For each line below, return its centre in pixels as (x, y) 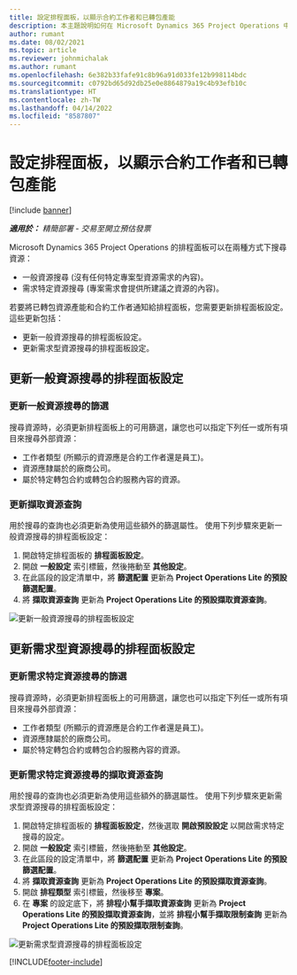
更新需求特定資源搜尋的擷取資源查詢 (86, 775)
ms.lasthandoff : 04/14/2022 (61, 108)
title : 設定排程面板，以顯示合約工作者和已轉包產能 (92, 17)
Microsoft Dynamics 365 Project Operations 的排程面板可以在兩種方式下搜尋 (148, 247)
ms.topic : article (43, 51)
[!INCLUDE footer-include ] (56, 962)
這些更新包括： (36, 318)
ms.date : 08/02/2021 (47, 42)
